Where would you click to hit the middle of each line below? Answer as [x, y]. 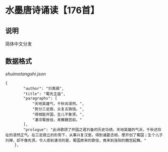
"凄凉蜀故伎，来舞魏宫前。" [57, 120]
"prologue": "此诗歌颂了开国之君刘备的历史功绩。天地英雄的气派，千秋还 [91, 130]
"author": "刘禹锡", [44, 88]
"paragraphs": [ [40, 98]
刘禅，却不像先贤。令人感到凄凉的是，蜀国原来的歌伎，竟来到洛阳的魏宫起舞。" [76, 140]
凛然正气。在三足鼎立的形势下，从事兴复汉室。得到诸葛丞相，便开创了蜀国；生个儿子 [88, 135]
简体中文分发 [18, 44]
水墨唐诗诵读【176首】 [52, 10]
